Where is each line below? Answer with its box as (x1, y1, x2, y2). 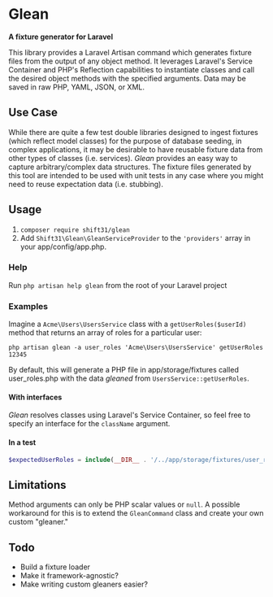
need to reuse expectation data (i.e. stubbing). (8, 179, 164, 189)
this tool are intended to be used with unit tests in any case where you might (8, 170, 264, 180)
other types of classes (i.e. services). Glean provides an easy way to (8, 153, 238, 163)
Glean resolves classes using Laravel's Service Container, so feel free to (8, 410, 251, 420)
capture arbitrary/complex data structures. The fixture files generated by (8, 162, 252, 172)
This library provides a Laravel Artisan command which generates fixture (8, 47, 252, 57)
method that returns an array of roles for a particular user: (8, 328, 202, 338)
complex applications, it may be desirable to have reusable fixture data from (8, 144, 263, 155)
